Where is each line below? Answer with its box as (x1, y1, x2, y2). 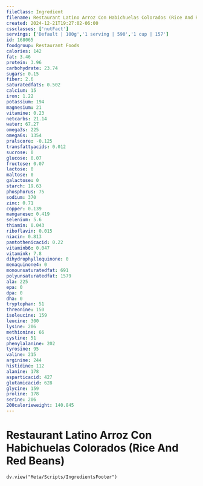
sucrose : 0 (6, 149, 34, 155)
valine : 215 (6, 352, 36, 358)
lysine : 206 (6, 323, 36, 329)
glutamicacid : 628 (6, 380, 53, 386)
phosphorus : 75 (6, 189, 45, 195)
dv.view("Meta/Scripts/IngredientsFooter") (6, 474, 118, 480)
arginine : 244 (6, 357, 42, 363)
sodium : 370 (6, 194, 36, 200)
